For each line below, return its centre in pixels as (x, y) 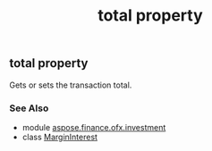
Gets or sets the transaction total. (71, 85)
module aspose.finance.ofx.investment (94, 127)
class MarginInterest (60, 137)
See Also (29, 108)
